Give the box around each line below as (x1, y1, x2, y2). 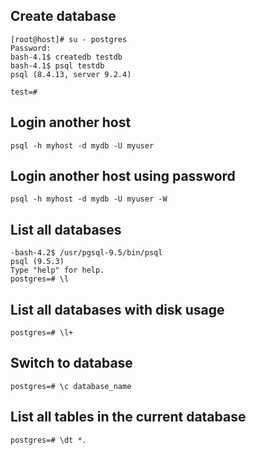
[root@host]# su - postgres (10, 34, 128, 44)
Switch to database (10, 355, 133, 372)
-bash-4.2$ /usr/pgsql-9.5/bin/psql (10, 248, 163, 258)
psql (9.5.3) (10, 257, 65, 267)
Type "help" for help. (10, 265, 105, 276)
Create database (10, 8, 117, 25)
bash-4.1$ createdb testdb (10, 52, 123, 62)
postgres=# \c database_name (10, 381, 132, 391)
